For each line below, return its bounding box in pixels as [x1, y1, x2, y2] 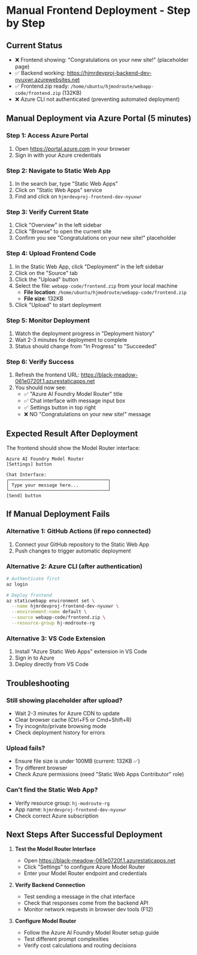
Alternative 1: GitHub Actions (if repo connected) [6, 527, 151, 535]
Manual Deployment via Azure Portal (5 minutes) [6, 114, 192, 124]
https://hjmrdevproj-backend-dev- [66, 70, 152, 76]
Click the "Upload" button [14, 276, 79, 283]
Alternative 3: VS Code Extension [6, 634, 106, 643]
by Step [6, 16, 46, 30]
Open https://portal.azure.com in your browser [14, 145, 131, 152]
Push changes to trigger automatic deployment [14, 547, 131, 554]
